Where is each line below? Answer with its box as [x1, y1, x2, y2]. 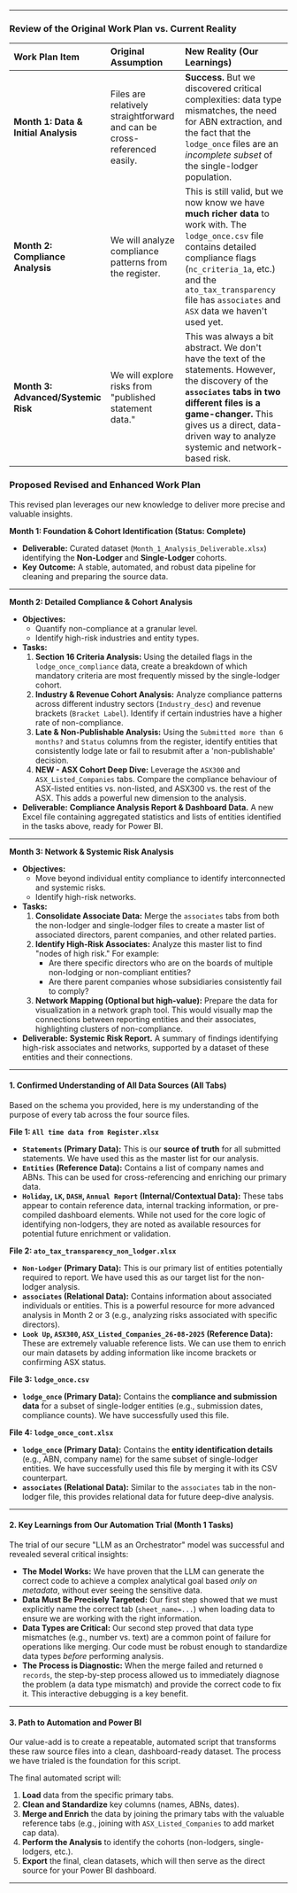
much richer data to [185, 207, 270, 220]
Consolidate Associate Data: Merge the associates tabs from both [34, 910, 280, 921]
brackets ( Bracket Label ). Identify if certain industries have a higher [34, 708, 283, 718]
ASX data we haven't [185, 305, 268, 317]
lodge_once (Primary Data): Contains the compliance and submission [21, 1391, 278, 1401]
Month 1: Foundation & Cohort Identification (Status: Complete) [9, 525, 247, 536]
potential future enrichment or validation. [21, 1228, 171, 1238]
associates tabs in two [185, 386, 281, 399]
